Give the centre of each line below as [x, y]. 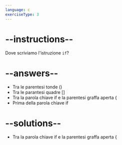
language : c [17, 10]
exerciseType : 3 [22, 14]
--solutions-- [33, 123]
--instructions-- [39, 39]
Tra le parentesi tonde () [37, 87]
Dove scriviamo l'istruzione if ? [37, 53]
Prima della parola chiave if [40, 103]
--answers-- [32, 73]
